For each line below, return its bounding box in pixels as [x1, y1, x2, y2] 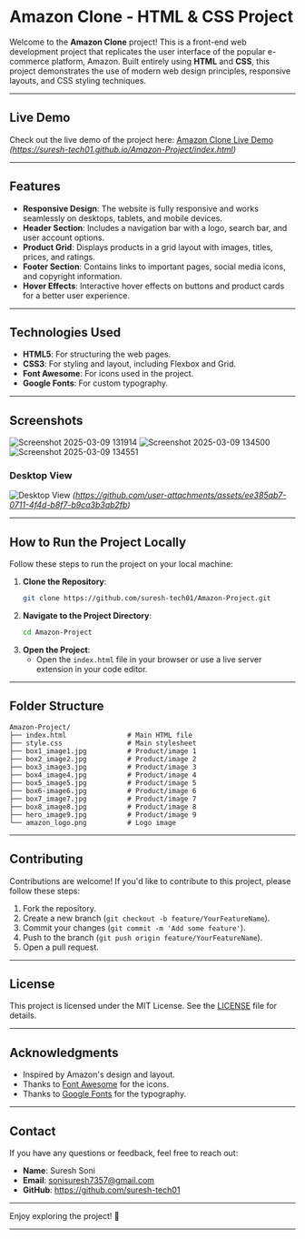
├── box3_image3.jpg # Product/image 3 [9, 762, 197, 771]
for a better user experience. [22, 289, 130, 301]
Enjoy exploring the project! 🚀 [9, 1211, 120, 1222]
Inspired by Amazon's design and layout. [22, 1069, 175, 1080]
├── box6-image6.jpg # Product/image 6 [9, 786, 197, 795]
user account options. [22, 232, 105, 243]
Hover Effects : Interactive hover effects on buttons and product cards [22, 280, 285, 291]
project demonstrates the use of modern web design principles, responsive [9, 65, 291, 76]
